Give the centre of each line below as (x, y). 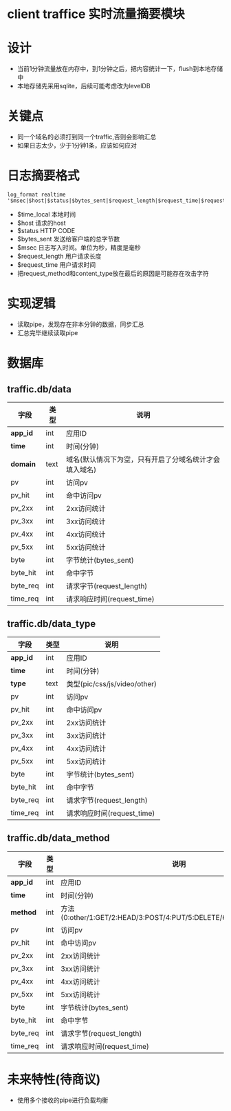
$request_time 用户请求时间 (56, 265)
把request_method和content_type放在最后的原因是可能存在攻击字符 (113, 273)
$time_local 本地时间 (46, 214)
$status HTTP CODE (46, 231)
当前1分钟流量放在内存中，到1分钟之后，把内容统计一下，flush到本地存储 (120, 69)
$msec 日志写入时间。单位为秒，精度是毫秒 (79, 248)
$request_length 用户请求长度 (59, 256)
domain (23, 464)
